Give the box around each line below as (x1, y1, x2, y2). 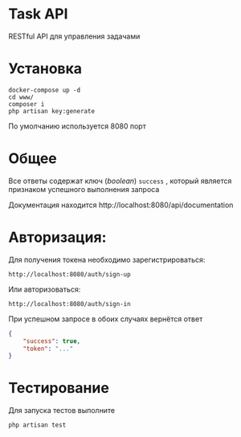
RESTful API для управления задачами (8, 31, 141, 41)
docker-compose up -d (8, 86, 81, 94)
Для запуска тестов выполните (8, 406, 115, 415)
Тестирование (8, 379, 110, 398)
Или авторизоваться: (8, 284, 81, 294)
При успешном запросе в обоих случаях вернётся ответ (8, 314, 203, 324)
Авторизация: (8, 228, 107, 246)
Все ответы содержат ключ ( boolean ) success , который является (8, 176, 232, 186)
